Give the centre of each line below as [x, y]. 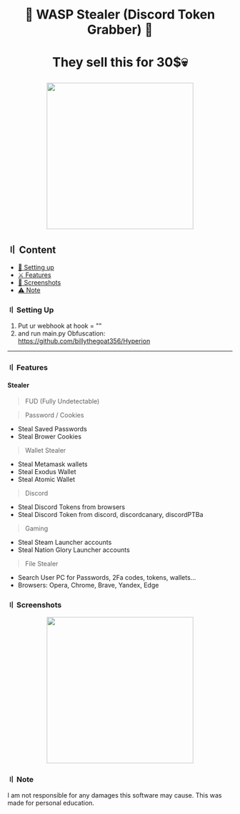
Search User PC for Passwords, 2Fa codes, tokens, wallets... [107, 577]
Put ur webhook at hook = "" [60, 326]
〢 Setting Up [31, 310]
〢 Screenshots [35, 605]
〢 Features [28, 368]
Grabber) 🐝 [120, 30]
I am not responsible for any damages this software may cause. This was [115, 795]
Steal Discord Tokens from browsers [71, 507]
